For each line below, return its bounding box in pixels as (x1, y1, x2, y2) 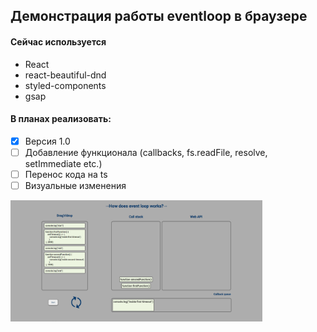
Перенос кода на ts (24, 168, 108, 180)
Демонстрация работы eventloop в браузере (10, 8, 308, 25)
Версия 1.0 (24, 135, 71, 147)
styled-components (24, 79, 107, 91)
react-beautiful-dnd (24, 69, 107, 81)
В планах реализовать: (10, 113, 112, 125)
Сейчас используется (10, 35, 107, 48)
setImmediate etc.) (24, 157, 103, 169)
